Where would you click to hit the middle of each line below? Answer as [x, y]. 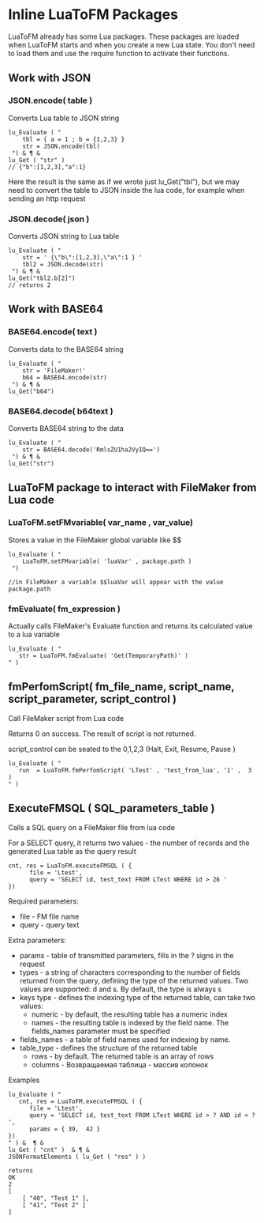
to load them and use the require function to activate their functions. [119, 53]
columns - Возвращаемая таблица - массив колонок [120, 1064]
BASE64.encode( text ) [53, 332]
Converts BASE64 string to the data [66, 428]
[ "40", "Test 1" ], [56, 1198]
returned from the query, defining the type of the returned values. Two [134, 980]
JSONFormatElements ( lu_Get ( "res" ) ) [77, 1157]
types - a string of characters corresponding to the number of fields [130, 972]
